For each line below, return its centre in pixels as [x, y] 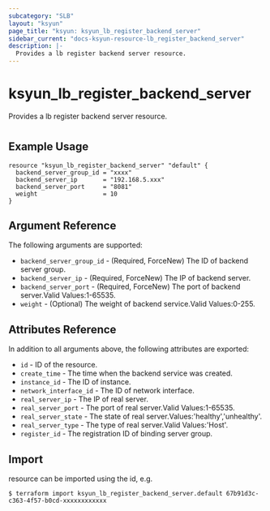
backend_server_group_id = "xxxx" [74, 172]
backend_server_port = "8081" [74, 187]
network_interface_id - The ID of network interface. [107, 391]
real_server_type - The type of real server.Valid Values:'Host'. [124, 425]
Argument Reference [62, 225]
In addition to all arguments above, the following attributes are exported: [129, 349]
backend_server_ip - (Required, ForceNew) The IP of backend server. [135, 278]
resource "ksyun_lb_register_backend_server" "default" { [108, 165]
